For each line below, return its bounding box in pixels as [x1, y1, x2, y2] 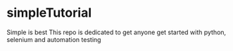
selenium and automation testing [6, 35, 101, 43]
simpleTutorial [6, 5, 92, 21]
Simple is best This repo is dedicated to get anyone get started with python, [6, 28, 227, 36]
